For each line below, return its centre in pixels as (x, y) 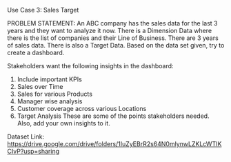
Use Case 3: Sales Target (43, 10)
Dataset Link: (26, 136)
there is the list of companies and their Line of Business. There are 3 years (113, 38)
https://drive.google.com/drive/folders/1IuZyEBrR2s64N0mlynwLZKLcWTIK (114, 144)
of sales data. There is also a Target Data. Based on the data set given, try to (116, 45)
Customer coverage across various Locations (82, 109)
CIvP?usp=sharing (33, 151)
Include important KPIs (50, 79)
